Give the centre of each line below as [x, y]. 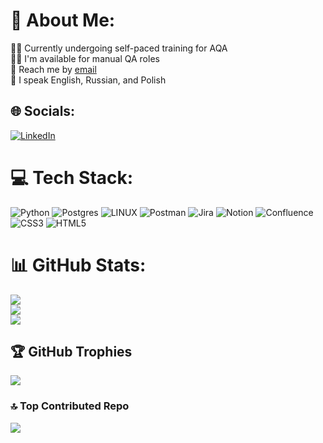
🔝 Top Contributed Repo [70, 406]
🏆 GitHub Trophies [71, 352]
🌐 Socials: [43, 111]
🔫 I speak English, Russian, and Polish [88, 80]
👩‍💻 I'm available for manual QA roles [85, 58]
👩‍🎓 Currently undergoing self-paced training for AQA [119, 48]
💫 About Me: [63, 20]
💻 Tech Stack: [72, 177]
